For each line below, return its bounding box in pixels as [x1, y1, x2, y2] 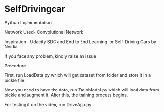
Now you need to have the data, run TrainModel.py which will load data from [4, 87, 159, 92]
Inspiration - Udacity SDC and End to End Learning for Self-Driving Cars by [4, 38, 157, 45]
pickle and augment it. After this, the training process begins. [4, 92, 128, 98]
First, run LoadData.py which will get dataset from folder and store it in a [4, 72, 151, 78]
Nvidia [4, 44, 18, 49]
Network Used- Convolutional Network [4, 29, 83, 35]
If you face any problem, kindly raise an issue [4, 53, 96, 59]
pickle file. [4, 77, 26, 83]
